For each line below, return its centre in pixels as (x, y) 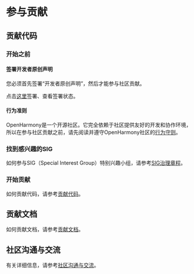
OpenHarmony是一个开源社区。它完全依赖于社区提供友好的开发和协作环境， (99, 125)
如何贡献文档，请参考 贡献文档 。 (45, 229)
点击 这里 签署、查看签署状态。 (42, 96)
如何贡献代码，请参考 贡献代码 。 (45, 194)
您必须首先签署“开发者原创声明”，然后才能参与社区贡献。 (76, 83)
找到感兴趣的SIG (29, 149)
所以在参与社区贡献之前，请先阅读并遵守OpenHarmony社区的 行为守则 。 (94, 132)
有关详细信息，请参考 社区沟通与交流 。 (52, 265)
